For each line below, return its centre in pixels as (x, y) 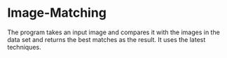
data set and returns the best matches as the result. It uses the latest (106, 39)
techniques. (24, 47)
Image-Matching (57, 13)
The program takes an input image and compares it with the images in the (114, 32)
